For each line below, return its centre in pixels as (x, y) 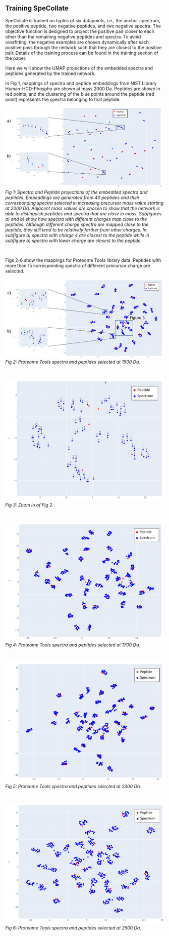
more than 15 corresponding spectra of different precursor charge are (78, 265)
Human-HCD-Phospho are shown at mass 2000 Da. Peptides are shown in (83, 89)
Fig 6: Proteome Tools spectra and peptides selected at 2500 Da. (73, 928)
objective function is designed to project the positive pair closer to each (80, 31)
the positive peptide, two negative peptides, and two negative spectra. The (83, 26)
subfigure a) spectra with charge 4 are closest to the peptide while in (77, 235)
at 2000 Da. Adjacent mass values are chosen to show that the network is (83, 208)
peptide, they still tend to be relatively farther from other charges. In (76, 229)
